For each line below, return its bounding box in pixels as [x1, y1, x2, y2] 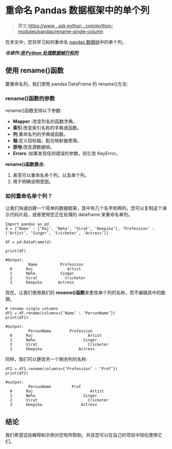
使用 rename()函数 [5, 66, 64, 75]
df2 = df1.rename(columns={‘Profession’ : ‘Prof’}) [5, 367, 118, 372]
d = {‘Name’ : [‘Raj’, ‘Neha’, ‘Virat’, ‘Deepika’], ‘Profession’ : [5, 226, 155, 231]
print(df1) [5, 315, 29, 320]
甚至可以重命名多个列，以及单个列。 [12, 172, 90, 178]
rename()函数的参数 [5, 95, 55, 102]
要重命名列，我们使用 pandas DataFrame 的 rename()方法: [5, 80, 128, 87]
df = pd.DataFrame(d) [5, 240, 52, 245]
